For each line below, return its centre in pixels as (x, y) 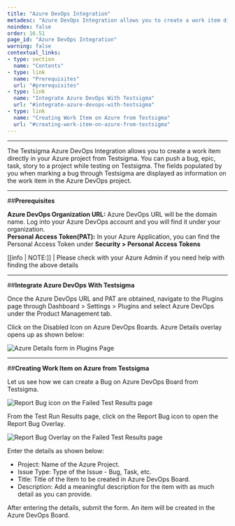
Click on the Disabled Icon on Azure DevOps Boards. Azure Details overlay (115, 327)
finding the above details (43, 265)
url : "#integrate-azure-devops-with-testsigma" (84, 105)
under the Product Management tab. (59, 313)
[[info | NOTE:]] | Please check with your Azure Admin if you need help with (116, 257)
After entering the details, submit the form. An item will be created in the (111, 507)
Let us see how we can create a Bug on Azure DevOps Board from (103, 381)
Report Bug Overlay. (36, 423)
